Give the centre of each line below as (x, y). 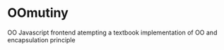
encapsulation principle (41, 39)
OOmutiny (38, 13)
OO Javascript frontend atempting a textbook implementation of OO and (112, 32)
